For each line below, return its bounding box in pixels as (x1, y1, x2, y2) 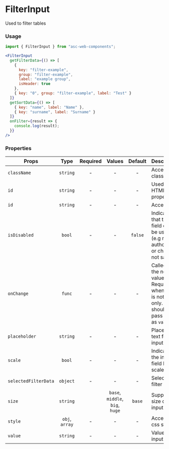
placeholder (8, 334, 37, 339)
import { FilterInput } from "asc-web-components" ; (5, 44, 116, 49)
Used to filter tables (5, 20, 46, 26)
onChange (8, 291, 29, 296)
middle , (106, 395, 124, 402)
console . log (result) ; (14, 123, 59, 129)
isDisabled (8, 233, 34, 238)
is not (151, 293, 164, 301)
